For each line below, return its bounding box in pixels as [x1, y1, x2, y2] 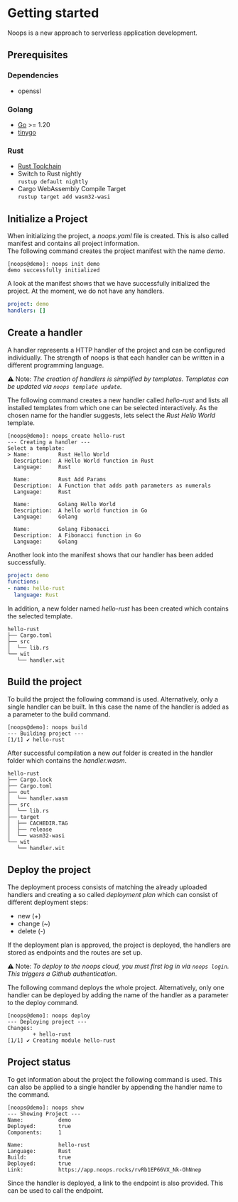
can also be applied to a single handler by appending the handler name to [7, 1083, 223, 1091]
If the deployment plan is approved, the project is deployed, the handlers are [7, 940, 231, 949]
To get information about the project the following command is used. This [7, 1075, 222, 1083]
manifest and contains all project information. [7, 240, 140, 248]
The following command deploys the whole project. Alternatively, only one [7, 983, 225, 992]
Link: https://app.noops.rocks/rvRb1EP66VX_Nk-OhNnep [7, 1166, 202, 1174]
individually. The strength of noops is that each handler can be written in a [7, 353, 225, 362]
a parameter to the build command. [7, 709, 111, 719]
